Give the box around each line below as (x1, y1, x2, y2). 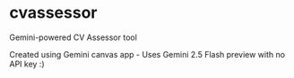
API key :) (9, 58, 45, 69)
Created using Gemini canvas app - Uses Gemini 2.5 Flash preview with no (9, 49, 285, 59)
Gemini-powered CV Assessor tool (9, 32, 137, 43)
